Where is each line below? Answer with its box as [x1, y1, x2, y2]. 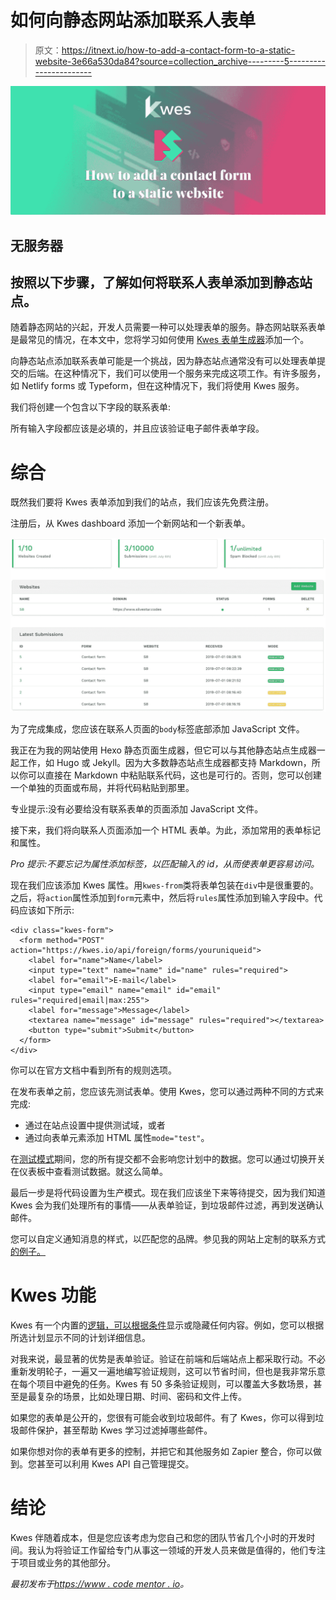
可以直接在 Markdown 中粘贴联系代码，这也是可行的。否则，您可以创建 [27, 769, 322, 781]
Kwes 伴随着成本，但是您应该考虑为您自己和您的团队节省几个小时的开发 [10, 1531, 307, 1543]
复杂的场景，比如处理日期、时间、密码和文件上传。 [36, 1390, 247, 1402]
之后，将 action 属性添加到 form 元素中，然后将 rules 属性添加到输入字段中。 [10, 891, 315, 903]
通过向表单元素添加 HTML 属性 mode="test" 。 [24, 1131, 210, 1143]
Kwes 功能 [10, 1284, 97, 1307]
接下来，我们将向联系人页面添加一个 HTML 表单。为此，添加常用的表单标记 [10, 824, 321, 836]
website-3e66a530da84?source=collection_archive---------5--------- [34, 55, 326, 67]
